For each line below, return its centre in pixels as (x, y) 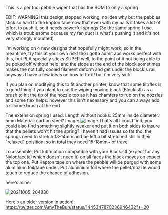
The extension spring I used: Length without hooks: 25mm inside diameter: (82, 115)
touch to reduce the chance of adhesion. (47, 173)
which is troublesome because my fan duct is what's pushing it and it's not (82, 33)
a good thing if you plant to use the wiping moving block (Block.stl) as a (79, 89)
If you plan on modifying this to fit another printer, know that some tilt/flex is (83, 84)
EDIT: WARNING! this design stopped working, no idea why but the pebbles (83, 17)
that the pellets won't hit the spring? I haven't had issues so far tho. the (78, 131)
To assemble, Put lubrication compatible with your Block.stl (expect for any (82, 152)
